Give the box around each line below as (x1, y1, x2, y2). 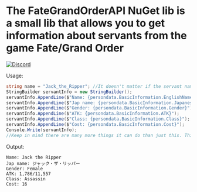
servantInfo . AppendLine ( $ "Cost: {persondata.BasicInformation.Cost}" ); (6, 122, 185, 128)
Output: (6, 143, 25, 150)
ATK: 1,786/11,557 (6, 171, 51, 177)
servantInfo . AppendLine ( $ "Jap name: (6, 100, 96, 106)
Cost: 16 (6, 181, 28, 187)
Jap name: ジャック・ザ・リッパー (6, 160, 80, 166)
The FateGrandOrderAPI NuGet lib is (6, 4, 186, 18)
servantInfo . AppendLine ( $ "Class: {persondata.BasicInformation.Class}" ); (6, 116, 191, 122)
